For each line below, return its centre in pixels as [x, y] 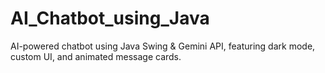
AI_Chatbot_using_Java [110, 18]
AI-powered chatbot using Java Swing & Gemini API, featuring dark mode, [163, 46]
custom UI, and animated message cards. [96, 56]
